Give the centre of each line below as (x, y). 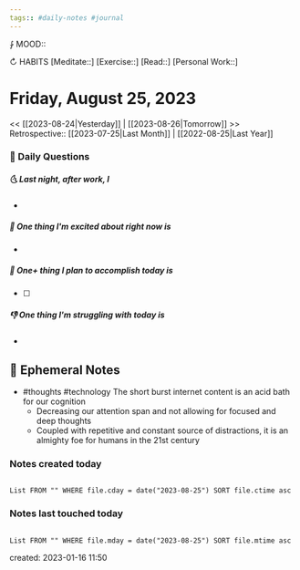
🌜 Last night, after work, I (59, 180)
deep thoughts (64, 421)
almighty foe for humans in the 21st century (118, 440)
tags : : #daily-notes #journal (67, 18)
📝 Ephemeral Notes (65, 370)
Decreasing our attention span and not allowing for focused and (156, 411)
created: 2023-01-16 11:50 (58, 557)
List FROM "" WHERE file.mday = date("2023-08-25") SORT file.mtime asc (150, 540)
